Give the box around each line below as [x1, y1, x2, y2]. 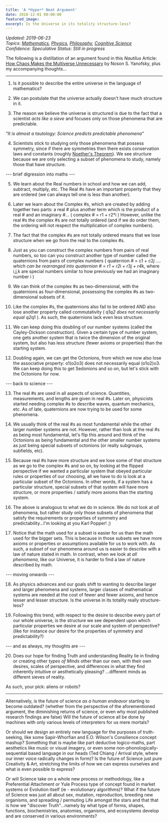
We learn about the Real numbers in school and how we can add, [12, 181, 147, 187]
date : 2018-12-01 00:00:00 [5, 12, 62, 17]
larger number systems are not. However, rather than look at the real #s [12, 426, 160, 432]
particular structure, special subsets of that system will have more [12, 484, 149, 490]
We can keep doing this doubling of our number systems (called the [12, 324, 153, 330]
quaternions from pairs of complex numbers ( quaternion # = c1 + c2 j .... [12, 258, 161, 264]
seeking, [5, 734, 23, 740]
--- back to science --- [5, 380, 53, 386]
